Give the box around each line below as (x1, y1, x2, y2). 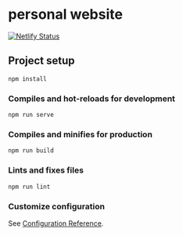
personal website (8, 5, 124, 24)
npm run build (8, 147, 55, 154)
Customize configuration (8, 201, 106, 212)
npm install (8, 74, 47, 83)
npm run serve (8, 111, 55, 119)
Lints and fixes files (8, 165, 84, 176)
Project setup (8, 54, 76, 67)
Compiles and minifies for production (8, 129, 152, 140)
